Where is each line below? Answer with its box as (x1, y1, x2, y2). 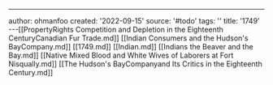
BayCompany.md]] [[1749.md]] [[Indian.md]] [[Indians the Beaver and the (8, 42, 253, 51)
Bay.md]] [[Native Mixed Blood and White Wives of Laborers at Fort (8, 50, 234, 60)
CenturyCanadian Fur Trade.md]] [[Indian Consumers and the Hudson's (8, 33, 249, 43)
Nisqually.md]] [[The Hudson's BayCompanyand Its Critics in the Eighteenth (8, 59, 262, 69)
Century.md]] (8, 68, 54, 77)
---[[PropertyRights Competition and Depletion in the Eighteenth (8, 25, 223, 34)
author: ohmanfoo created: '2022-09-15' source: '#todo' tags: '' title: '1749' (8, 16, 260, 25)
